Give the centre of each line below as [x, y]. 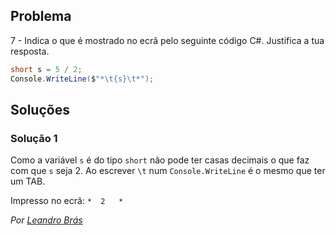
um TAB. [28, 181]
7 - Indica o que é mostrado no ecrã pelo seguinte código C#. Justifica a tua [167, 40]
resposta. [30, 51]
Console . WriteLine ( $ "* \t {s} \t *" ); [82, 79]
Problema [41, 16]
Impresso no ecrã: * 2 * [67, 201]
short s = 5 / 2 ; [46, 69]
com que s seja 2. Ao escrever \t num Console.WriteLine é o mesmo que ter [168, 171]
